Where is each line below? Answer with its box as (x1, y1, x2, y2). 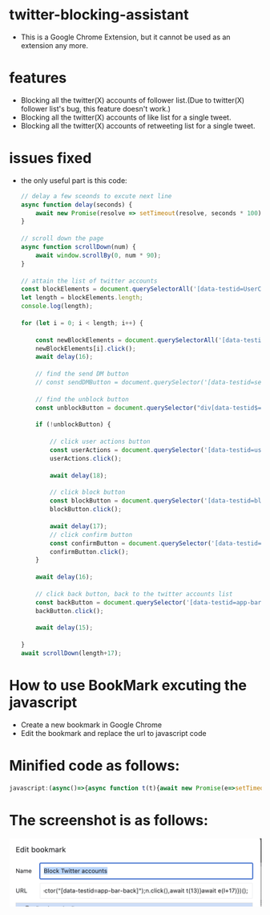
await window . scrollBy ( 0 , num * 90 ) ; (35, 251, 162, 259)
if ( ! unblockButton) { (35, 421, 111, 429)
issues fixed (9, 149, 92, 168)
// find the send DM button (35, 370, 129, 378)
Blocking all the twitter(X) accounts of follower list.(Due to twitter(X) (20, 95, 245, 105)
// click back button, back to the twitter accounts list (35, 590, 233, 598)
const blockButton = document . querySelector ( (50, 497, 204, 505)
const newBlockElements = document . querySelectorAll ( (35, 335, 219, 344)
